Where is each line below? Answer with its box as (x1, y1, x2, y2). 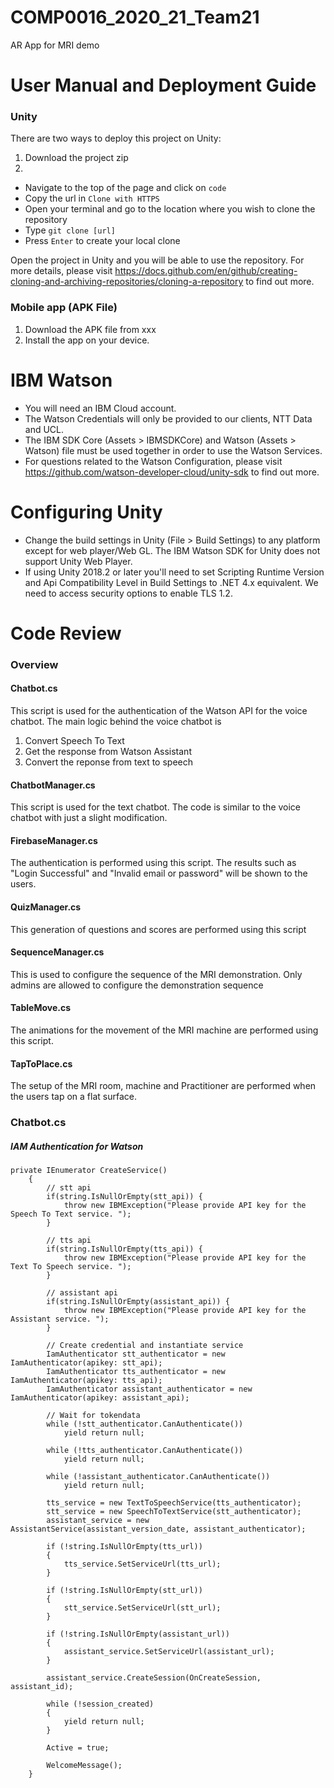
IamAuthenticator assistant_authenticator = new (46, 1384, 253, 1395)
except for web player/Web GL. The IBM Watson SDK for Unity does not (24, 544, 321, 556)
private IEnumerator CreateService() (10, 1166, 168, 1176)
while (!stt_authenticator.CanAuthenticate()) (46, 1419, 244, 1430)
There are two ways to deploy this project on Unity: (10, 132, 222, 145)
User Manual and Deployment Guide (10, 74, 317, 97)
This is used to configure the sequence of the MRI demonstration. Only (10, 968, 303, 980)
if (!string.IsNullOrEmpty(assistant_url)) (46, 1629, 230, 1640)
